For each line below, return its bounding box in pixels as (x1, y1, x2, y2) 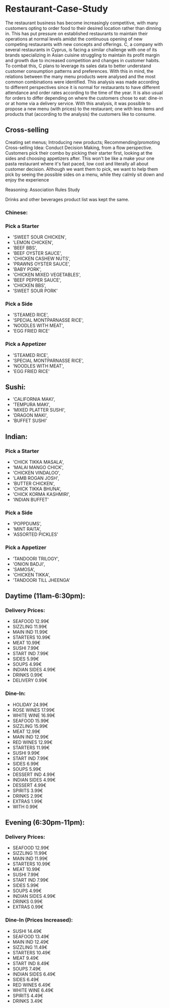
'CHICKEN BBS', (12, 282, 46, 288)
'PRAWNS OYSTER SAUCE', (12, 261, 71, 267)
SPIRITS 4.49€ (12, 992, 43, 998)
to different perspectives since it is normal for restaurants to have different (5, 84, 160, 90)
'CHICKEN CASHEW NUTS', (12, 255, 71, 261)
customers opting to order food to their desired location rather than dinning (5, 25, 161, 31)
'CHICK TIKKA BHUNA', (12, 486, 62, 492)
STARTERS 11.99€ (12, 744, 50, 751)
